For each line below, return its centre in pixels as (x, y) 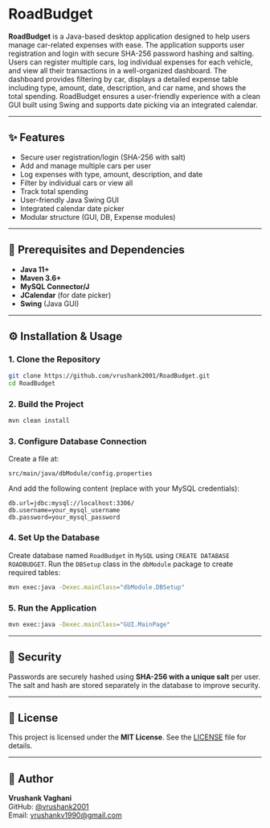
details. (20, 746)
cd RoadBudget (32, 383)
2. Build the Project (46, 404)
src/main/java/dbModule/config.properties (80, 474)
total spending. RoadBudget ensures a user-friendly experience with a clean (135, 96)
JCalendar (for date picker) (65, 295)
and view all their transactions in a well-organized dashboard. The (118, 70)
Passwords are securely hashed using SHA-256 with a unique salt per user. (135, 677)
